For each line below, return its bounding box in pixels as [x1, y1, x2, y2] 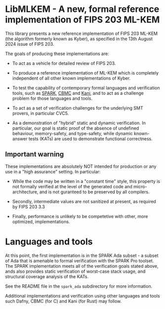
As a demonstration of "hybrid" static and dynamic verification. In [12, 120, 146, 126]
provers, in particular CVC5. [12, 110, 69, 116]
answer [12, 136, 28, 142]
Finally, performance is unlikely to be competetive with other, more [12, 213, 148, 219]
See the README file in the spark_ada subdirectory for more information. [5, 283, 153, 289]
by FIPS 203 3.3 [12, 204, 45, 210]
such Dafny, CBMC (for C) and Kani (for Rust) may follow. [5, 298, 122, 304]
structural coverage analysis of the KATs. [5, 273, 89, 279]
